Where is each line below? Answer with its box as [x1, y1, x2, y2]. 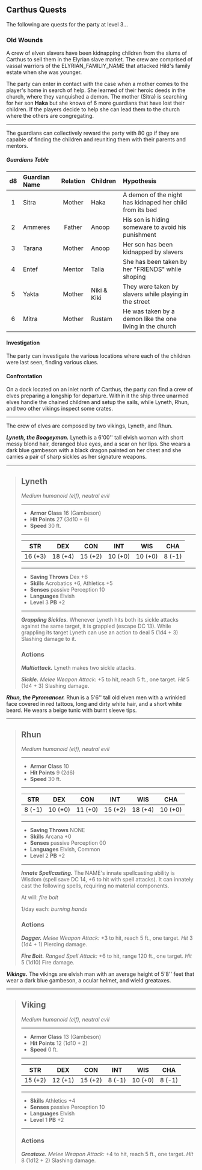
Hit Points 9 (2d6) [29, 769, 75, 776]
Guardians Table [6, 156, 49, 163]
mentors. [6, 142, 29, 150]
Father [64, 223, 82, 231]
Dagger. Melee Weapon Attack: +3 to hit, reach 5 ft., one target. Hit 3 [20, 934, 194, 942]
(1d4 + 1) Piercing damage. [20, 940, 88, 948]
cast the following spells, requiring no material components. [20, 882, 170, 889]
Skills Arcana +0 [29, 833, 72, 841]
